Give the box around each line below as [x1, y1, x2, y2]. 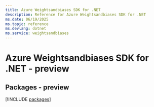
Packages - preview [5, 83, 69, 91]
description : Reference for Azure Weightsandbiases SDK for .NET [5, 12, 146, 17]
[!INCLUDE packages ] [5, 96, 51, 102]
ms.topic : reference [5, 21, 49, 27]
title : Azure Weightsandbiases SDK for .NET [5, 7, 101, 13]
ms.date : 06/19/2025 [5, 17, 49, 22]
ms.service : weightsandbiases [5, 31, 69, 36]
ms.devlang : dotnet [5, 26, 47, 31]
